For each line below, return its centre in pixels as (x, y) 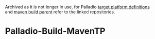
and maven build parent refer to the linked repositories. (60, 12)
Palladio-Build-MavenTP (55, 31)
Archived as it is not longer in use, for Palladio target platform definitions (77, 7)
